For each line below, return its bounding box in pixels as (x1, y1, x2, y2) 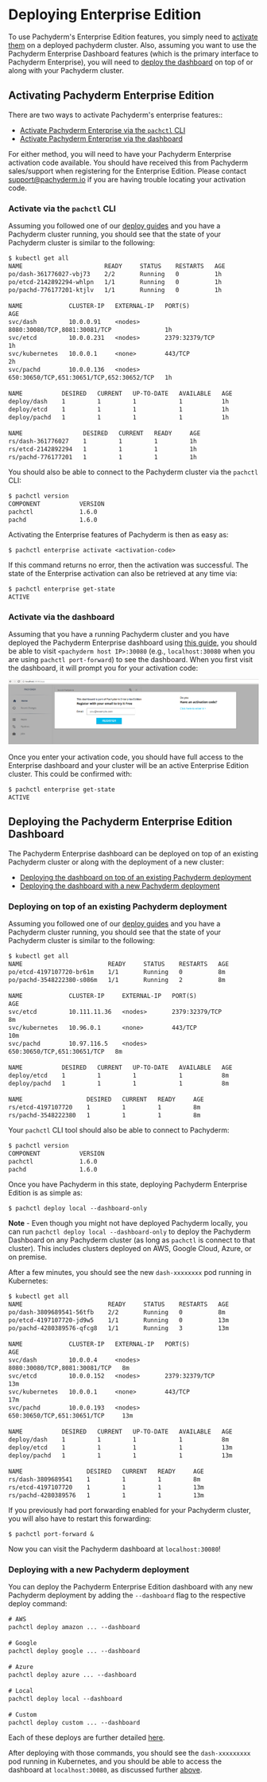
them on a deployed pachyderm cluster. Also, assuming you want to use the (8, 40, 257, 49)
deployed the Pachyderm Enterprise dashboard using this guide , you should (8, 638, 257, 648)
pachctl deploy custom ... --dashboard (8, 1719, 141, 1727)
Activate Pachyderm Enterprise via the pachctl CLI (19, 125, 186, 135)
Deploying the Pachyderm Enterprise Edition (8, 815, 233, 829)
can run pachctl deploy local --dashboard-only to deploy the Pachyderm (8, 1227, 252, 1236)
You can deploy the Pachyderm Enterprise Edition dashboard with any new (8, 1582, 253, 1592)
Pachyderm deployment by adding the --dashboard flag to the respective (8, 1590, 246, 1601)
